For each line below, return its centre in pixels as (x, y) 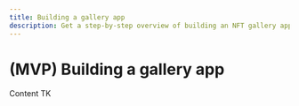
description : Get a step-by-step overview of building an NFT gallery (143, 26)
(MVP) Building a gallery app (117, 69)
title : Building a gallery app (67, 17)
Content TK (30, 94)
